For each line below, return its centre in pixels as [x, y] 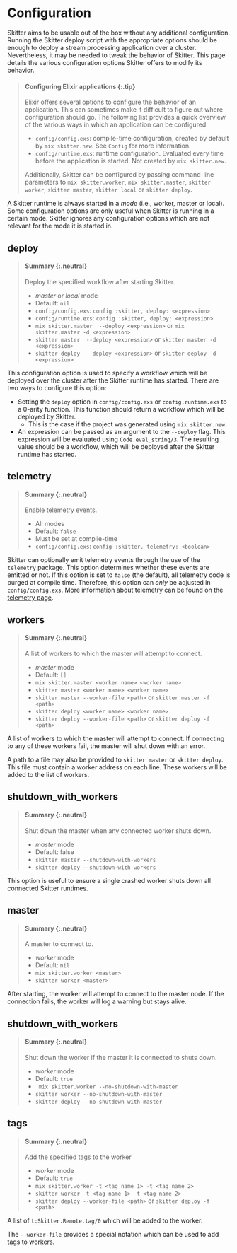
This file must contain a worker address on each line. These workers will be [117, 767]
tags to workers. [31, 1242]
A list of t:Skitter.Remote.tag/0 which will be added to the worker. [105, 1220]
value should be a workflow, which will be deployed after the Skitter [116, 446]
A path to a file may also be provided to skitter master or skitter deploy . [116, 759]
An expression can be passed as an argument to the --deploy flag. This [121, 431]
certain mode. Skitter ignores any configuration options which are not [109, 218]
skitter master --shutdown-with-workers [96, 860]
